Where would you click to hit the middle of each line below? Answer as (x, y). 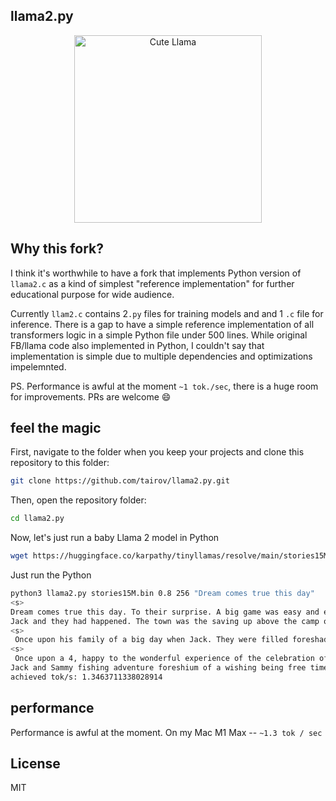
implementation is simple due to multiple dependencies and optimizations (161, 356)
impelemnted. (38, 366)
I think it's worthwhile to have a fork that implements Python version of (156, 273)
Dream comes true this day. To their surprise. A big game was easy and (165, 612)
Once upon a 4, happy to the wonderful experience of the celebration (164, 659)
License (35, 764)
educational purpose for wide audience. (92, 294)
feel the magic (56, 428)
